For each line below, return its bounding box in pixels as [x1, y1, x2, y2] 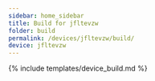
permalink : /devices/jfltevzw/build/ [8, 34, 135, 43]
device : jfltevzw [8, 42, 67, 50]
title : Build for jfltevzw [8, 19, 99, 27]
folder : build [8, 26, 56, 34]
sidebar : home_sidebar [8, 11, 84, 20]
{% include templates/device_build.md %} [8, 63, 148, 73]
